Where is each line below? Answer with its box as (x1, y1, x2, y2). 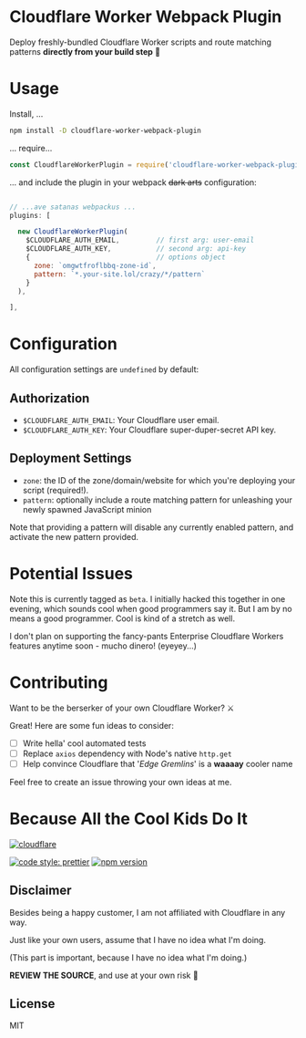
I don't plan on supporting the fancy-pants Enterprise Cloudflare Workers (9, 630, 284, 641)
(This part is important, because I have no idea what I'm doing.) (9, 951, 248, 963)
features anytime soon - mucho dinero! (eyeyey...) (9, 640, 198, 651)
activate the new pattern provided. (9, 531, 139, 542)
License (9, 996, 56, 1012)
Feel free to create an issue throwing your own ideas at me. (9, 776, 232, 787)
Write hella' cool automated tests (22, 737, 147, 749)
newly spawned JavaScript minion (22, 503, 152, 514)
